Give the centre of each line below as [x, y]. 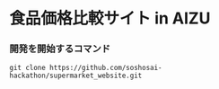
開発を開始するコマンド [60, 49]
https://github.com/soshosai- [106, 68]
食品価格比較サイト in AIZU [110, 18]
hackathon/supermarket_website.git [76, 76]
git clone [28, 68]
